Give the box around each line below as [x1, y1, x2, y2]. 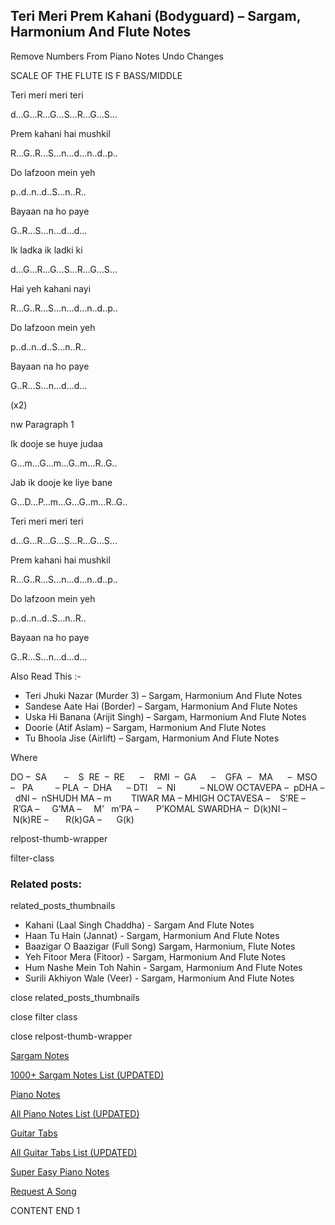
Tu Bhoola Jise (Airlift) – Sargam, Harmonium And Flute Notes [24, 732, 280, 744]
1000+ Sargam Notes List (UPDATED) [10, 1069, 165, 1081]
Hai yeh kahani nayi [10, 282, 92, 294]
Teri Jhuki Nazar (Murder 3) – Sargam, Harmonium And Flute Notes [24, 689, 303, 701]
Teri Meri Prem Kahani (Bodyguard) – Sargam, [10, 8, 302, 25]
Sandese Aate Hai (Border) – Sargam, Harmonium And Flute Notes [24, 700, 298, 712]
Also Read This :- [10, 670, 82, 682]
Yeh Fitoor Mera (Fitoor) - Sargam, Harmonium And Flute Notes [24, 951, 287, 963]
